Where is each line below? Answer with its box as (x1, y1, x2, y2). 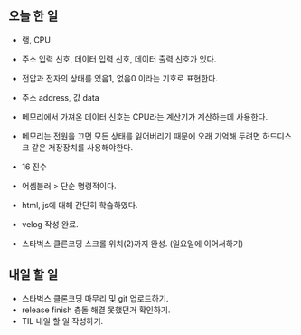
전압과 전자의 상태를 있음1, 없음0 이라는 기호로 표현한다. (21, 72, 219, 83)
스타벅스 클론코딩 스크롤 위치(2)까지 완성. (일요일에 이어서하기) (21, 238, 244, 249)
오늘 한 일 (8, 8, 59, 24)
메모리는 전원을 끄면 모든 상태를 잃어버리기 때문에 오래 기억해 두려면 (21, 130, 261, 141)
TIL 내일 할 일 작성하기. (21, 315, 104, 326)
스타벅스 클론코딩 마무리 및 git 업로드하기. (21, 292, 169, 303)
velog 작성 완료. (21, 218, 79, 229)
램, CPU (21, 34, 52, 45)
